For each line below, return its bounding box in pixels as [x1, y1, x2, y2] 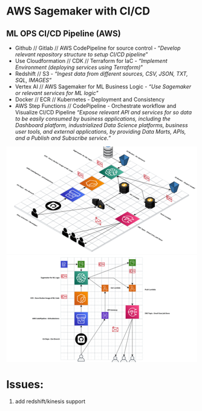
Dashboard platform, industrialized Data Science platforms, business [15, 122, 189, 128]
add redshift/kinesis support [15, 398, 86, 405]
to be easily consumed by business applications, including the [15, 115, 171, 122]
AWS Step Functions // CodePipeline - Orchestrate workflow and [15, 102, 177, 110]
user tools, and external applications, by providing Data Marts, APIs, [15, 128, 186, 135]
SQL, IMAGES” [15, 77, 52, 84]
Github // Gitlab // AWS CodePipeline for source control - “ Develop [15, 44, 181, 51]
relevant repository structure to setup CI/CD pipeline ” [15, 51, 148, 58]
